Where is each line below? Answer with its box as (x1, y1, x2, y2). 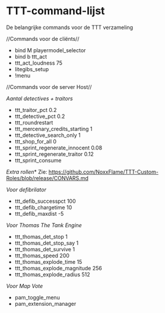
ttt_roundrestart (14, 119, 53, 126)
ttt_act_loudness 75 (14, 59, 63, 66)
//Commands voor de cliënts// (6, 35, 80, 42)
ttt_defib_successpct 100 (14, 197, 76, 205)
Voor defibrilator (6, 186, 46, 193)
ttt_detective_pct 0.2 (14, 113, 65, 120)
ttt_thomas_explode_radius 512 (14, 271, 90, 278)
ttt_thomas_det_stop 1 (14, 233, 68, 240)
